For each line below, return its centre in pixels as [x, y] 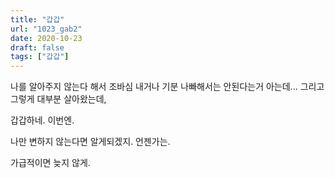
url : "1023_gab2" [46, 29]
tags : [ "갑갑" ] [40, 57]
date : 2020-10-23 [46, 38]
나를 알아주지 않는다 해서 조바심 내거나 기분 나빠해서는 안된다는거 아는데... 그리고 [167, 87]
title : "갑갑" [37, 19]
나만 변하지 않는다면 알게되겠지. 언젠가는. [90, 142]
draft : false [37, 47]
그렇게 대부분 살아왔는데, [58, 99]
